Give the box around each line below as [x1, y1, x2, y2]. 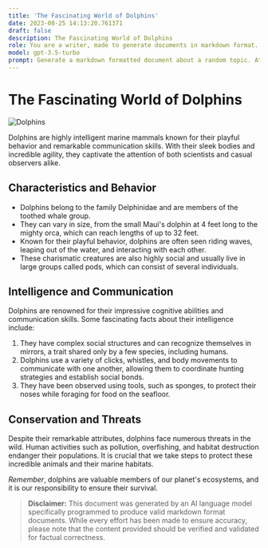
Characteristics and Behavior [8, 181, 157, 195]
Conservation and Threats [8, 412, 142, 426]
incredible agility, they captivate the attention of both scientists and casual [8, 149, 253, 159]
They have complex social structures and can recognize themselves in [19, 339, 252, 348]
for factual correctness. [27, 533, 105, 542]
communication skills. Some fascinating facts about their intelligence [8, 315, 234, 324]
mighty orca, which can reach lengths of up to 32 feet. [19, 228, 199, 237]
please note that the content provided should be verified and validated [27, 524, 259, 534]
